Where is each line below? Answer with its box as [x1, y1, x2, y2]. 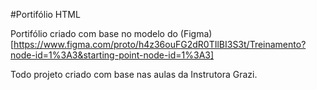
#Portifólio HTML [10, 9, 81, 20]
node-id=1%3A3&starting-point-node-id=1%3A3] [10, 49, 215, 61]
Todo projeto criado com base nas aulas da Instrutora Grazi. [10, 69, 258, 80]
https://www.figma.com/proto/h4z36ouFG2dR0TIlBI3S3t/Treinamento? [13, 39, 307, 50]
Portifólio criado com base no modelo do [10, 28, 178, 39]
